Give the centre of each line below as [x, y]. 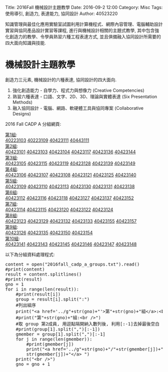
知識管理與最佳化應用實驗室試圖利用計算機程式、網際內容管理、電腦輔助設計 [84, 24]
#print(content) [25, 269]
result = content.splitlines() [43, 274]
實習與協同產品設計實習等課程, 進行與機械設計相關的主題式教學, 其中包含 [80, 30]
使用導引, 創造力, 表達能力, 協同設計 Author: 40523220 [61, 13]
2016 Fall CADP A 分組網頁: [33, 124]
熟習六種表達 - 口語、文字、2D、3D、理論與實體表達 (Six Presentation [85, 96]
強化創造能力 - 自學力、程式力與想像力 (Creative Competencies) [78, 90]
